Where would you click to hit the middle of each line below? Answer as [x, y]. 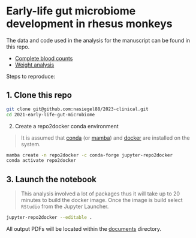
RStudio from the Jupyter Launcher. [65, 207]
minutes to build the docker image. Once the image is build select [102, 200]
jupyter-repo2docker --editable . [49, 218]
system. [31, 144]
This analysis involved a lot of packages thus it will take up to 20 [100, 194]
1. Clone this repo [39, 95]
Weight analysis [34, 65]
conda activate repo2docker [41, 161]
